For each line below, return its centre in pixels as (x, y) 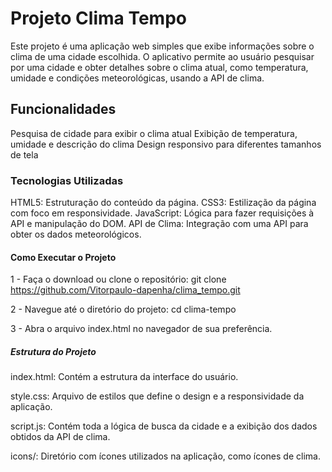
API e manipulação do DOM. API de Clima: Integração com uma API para (159, 224)
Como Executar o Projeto (63, 257)
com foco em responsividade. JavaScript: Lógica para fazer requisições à (162, 213)
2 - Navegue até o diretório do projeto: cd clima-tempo (123, 309)
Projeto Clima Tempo (98, 18)
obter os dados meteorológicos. (76, 234)
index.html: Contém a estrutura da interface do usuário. (124, 377)
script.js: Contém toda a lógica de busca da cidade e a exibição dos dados (164, 426)
